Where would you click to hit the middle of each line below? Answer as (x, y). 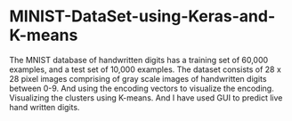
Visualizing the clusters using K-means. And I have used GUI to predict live (146, 97)
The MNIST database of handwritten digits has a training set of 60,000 (139, 60)
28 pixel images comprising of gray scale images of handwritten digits (138, 78)
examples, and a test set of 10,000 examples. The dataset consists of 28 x (146, 69)
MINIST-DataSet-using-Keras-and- (142, 16)
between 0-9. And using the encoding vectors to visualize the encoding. (142, 88)
